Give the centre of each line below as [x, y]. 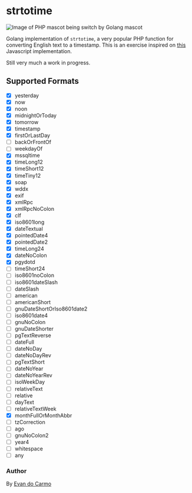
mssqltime [27, 155]
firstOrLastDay [32, 136]
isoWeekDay [30, 382]
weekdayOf [29, 149]
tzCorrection [30, 422]
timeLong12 [29, 162]
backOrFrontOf [33, 142]
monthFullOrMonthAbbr [43, 415]
